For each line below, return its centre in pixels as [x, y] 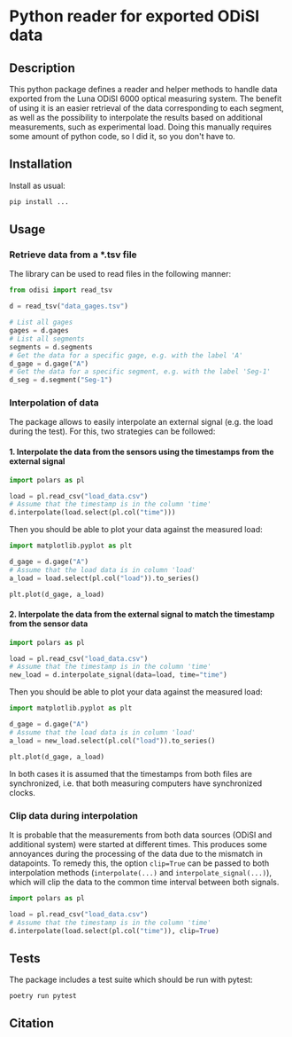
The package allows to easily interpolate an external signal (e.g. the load [141, 422]
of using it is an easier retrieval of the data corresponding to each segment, [147, 108]
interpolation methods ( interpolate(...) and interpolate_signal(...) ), [141, 872]
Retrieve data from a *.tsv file [73, 255]
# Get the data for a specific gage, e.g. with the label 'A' [126, 355]
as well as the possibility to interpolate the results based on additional [136, 118]
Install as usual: [38, 185]
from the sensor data [49, 624]
